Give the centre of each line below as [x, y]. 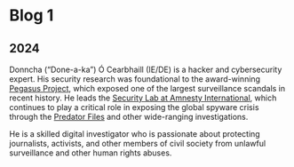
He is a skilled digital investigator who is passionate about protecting [135, 134]
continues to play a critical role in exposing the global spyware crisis [134, 107]
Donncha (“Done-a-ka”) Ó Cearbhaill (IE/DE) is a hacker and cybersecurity [146, 69]
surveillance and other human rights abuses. [91, 153]
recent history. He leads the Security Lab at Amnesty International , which [143, 98]
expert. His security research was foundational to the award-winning [135, 79]
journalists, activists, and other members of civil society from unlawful [138, 143]
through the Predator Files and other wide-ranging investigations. [129, 117]
